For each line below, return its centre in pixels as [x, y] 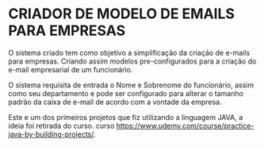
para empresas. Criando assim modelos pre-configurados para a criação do [132, 61]
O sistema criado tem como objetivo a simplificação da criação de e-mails [129, 52]
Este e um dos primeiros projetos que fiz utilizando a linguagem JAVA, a [126, 117]
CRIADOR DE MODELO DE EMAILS [122, 14]
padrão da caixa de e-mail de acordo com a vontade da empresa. [115, 102]
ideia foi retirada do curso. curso [61, 126]
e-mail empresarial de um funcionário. [71, 69]
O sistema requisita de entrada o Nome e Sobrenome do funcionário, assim [131, 85]
